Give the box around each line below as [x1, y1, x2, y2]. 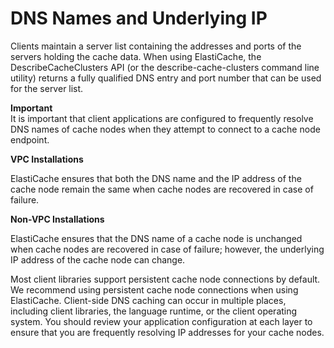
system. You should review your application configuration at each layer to [10, 315, 313, 327]
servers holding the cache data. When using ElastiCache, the [10, 50, 262, 62]
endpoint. [10, 133, 50, 146]
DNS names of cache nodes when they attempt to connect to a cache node [10, 123, 321, 135]
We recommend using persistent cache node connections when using [10, 283, 299, 296]
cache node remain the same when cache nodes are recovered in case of [10, 183, 314, 195]
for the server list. [10, 82, 84, 94]
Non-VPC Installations [10, 213, 105, 225]
